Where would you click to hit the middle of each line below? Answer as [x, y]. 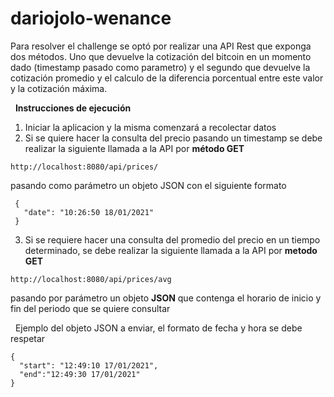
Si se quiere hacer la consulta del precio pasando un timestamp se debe [173, 138]
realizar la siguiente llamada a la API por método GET [134, 148]
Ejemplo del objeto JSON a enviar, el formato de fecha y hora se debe [158, 328]
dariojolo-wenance [91, 18]
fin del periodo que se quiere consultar [90, 308]
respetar [28, 338]
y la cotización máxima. [59, 88]
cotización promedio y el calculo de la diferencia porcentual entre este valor [167, 78]
